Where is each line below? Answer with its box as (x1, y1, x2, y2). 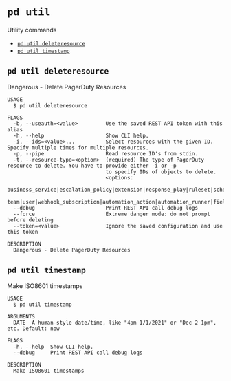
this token (7, 228, 38, 235)
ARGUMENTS (7, 313, 36, 320)
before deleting (7, 216, 54, 224)
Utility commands (7, 25, 57, 34)
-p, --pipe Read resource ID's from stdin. (13, 150, 198, 157)
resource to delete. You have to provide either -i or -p (7, 162, 177, 169)
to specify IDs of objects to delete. (105, 168, 217, 175)
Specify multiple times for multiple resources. (7, 144, 149, 151)
